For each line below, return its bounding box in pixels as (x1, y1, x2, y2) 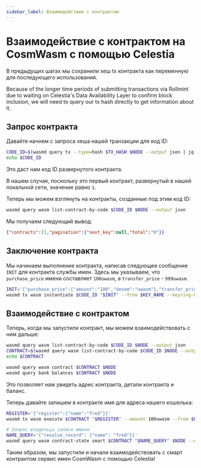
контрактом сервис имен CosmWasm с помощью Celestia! (6, 455, 156, 462)
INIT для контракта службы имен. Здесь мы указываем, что (6, 268, 160, 275)
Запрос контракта (6, 121, 78, 132)
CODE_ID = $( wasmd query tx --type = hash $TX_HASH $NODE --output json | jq (6, 149, 194, 155)
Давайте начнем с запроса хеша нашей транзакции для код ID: (6, 137, 169, 145)
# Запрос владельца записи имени (6, 427, 90, 433)
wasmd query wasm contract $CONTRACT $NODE (6, 364, 117, 370)
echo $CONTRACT (6, 353, 44, 359)
